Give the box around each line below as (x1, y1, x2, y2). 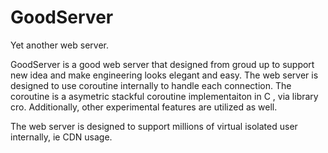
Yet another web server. (10, 39, 109, 51)
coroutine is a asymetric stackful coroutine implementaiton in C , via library (10, 90, 319, 102)
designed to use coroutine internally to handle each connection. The (10, 79, 292, 91)
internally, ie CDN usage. (10, 131, 113, 143)
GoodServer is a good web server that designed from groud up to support (10, 58, 315, 70)
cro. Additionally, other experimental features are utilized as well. (10, 101, 278, 113)
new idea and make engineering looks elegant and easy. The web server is (10, 69, 319, 81)
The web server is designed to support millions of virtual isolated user (10, 120, 298, 132)
